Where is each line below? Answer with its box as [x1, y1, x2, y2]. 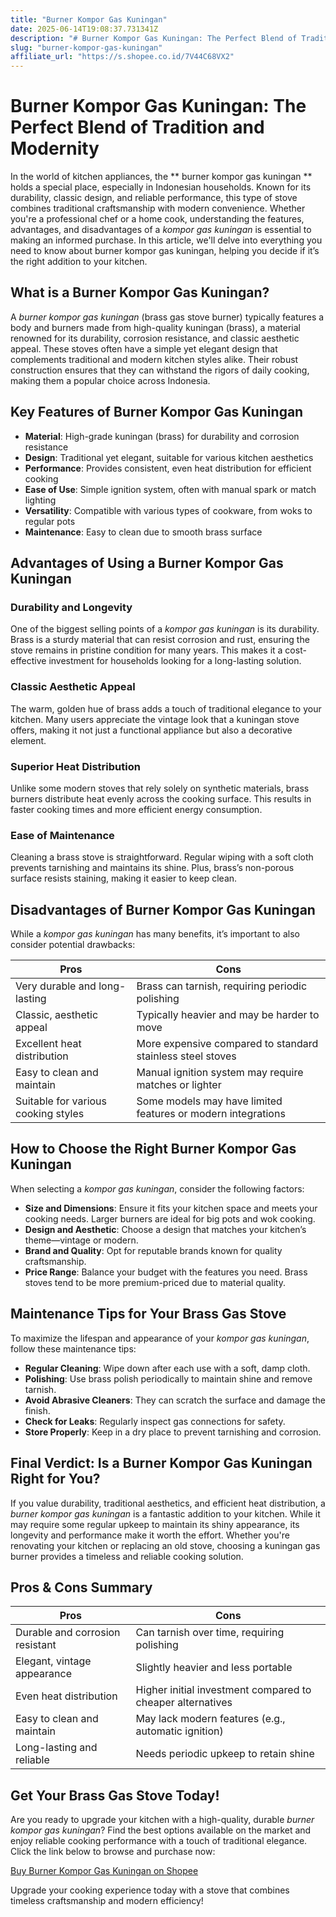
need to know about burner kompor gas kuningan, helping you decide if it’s [10, 245, 320, 257]
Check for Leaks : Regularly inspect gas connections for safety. [24, 1415, 286, 1427]
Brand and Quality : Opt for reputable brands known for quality [24, 1244, 283, 1256]
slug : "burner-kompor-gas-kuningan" [10, 42, 163, 53]
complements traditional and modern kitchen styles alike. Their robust [10, 353, 299, 365]
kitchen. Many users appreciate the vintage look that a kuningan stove [10, 713, 300, 725]
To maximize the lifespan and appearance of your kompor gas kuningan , [10, 1332, 310, 1344]
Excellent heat [15, 1037, 82, 1051]
